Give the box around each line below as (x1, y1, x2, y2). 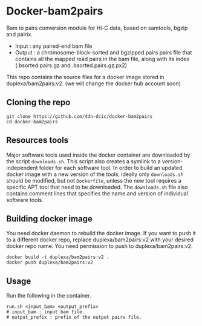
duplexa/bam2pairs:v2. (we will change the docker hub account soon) (6, 80, 181, 87)
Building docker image (6, 214, 93, 224)
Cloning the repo (6, 97, 71, 108)
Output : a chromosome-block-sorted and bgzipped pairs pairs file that (15, 48, 192, 56)
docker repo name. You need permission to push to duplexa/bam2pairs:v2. (6, 243, 193, 250)
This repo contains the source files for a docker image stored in (6, 73, 165, 80)
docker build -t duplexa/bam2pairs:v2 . (6, 254, 110, 261)
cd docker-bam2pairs (6, 119, 59, 125)
